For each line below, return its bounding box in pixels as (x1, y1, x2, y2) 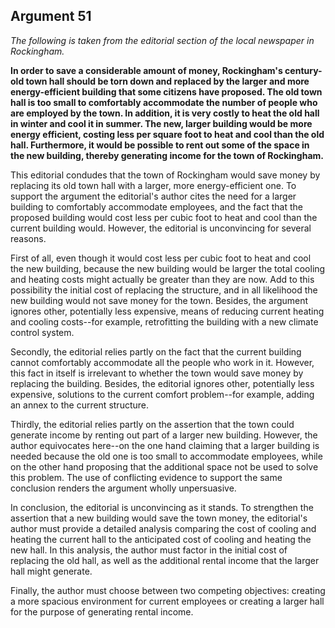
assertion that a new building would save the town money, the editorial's (10, 512, 308, 524)
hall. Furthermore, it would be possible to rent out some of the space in (10, 139, 310, 151)
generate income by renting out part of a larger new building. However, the (10, 429, 318, 441)
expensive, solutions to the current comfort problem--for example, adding (10, 388, 315, 400)
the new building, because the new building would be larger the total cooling (10, 262, 326, 274)
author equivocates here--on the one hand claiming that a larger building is (10, 439, 320, 451)
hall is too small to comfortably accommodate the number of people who (10, 96, 318, 108)
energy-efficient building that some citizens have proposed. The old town (10, 85, 323, 98)
